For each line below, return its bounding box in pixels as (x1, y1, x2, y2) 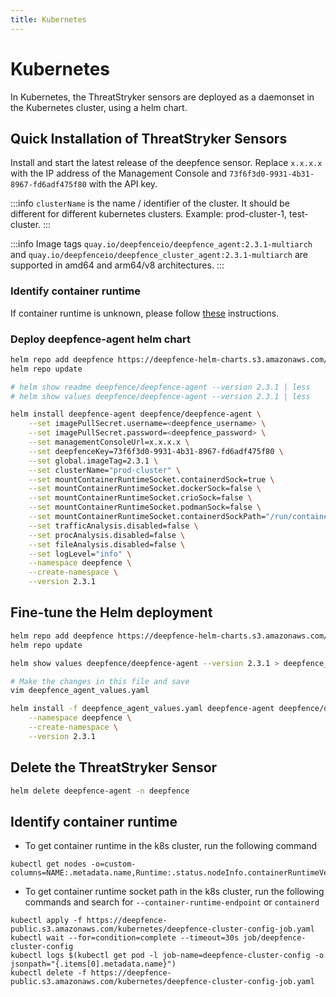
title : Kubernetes (10, 14, 87, 25)
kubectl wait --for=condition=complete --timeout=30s (10, 933, 240, 943)
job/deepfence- (243, 933, 307, 943)
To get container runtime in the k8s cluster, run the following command (24, 840, 318, 852)
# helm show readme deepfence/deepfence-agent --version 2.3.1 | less (10, 382, 311, 392)
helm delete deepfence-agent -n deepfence (10, 786, 190, 796)
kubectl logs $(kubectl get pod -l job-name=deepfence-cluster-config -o (10, 951, 325, 961)
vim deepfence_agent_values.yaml (10, 686, 150, 696)
